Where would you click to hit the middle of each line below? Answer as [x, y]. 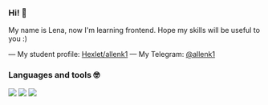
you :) [18, 38]
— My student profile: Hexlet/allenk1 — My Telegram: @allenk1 [112, 55]
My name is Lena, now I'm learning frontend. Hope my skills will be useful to [134, 30]
